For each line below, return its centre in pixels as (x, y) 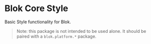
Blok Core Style (37, 8)
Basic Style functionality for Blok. (38, 22)
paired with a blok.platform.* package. (57, 36)
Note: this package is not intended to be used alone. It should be (81, 31)
